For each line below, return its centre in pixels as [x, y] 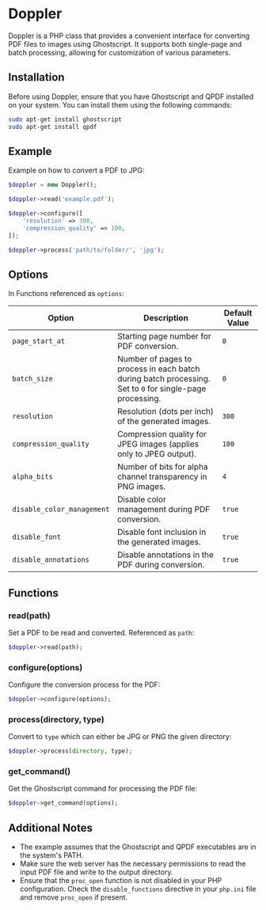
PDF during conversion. [161, 565]
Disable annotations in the [165, 555]
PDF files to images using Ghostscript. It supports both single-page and [125, 44]
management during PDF [164, 510]
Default [238, 313]
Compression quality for [162, 434]
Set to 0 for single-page [162, 389]
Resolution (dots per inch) [165, 411]
